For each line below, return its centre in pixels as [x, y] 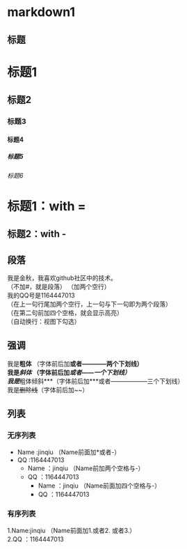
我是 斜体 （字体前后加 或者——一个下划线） [69, 372]
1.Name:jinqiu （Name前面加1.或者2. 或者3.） [72, 530]
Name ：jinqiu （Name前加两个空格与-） [86, 468]
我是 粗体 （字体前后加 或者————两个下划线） [75, 364]
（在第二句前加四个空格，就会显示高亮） [65, 313]
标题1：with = [47, 206]
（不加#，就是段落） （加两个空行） [59, 287]
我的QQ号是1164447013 [41, 295]
